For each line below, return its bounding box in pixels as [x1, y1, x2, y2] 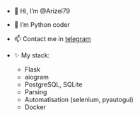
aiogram [24, 73, 49, 81]
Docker [24, 103, 46, 111]
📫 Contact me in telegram [13, 35, 91, 43]
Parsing [24, 88, 47, 96]
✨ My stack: [13, 51, 50, 60]
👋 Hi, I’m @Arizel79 [13, 7, 71, 15]
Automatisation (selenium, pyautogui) [24, 96, 134, 104]
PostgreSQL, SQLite [24, 80, 83, 89]
